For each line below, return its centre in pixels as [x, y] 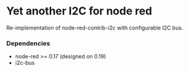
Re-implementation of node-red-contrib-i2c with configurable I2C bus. [95, 28]
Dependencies [28, 43]
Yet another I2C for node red [79, 11]
